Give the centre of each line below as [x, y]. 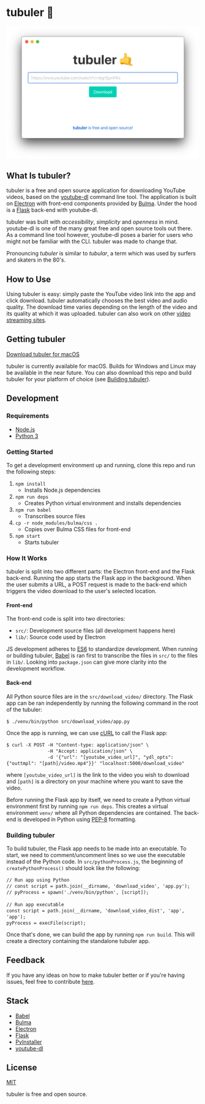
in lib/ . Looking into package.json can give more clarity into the [87, 662]
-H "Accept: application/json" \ [90, 751]
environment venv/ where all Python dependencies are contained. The [95, 812]
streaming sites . [27, 320]
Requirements [28, 416]
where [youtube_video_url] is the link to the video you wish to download [98, 775]
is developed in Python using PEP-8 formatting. [77, 819]
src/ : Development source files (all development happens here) [95, 631]
